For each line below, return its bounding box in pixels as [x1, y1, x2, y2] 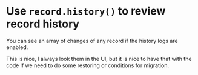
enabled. [6, 44, 28, 51]
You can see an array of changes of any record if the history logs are [6, 37, 178, 44]
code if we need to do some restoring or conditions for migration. [6, 62, 170, 69]
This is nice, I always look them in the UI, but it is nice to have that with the [6, 55, 192, 62]
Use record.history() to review [6, 4, 166, 18]
